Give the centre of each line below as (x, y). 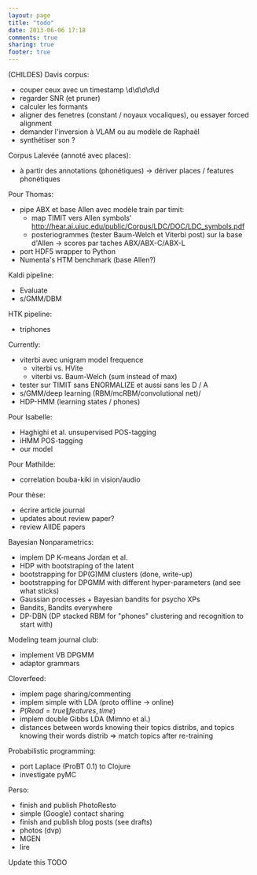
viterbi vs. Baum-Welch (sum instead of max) (104, 376)
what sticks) (39, 591)
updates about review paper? (67, 518)
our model (36, 449)
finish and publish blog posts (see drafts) (86, 822)
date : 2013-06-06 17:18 (47, 30)
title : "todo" (31, 23)
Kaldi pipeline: (31, 275)
